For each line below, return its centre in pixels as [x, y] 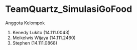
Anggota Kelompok [25, 23]
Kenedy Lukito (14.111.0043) [41, 32]
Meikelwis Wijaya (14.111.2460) [44, 38]
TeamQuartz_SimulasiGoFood [69, 9]
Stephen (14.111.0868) [35, 43]
